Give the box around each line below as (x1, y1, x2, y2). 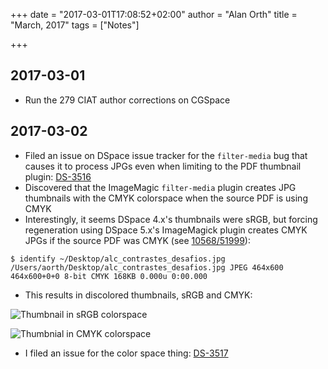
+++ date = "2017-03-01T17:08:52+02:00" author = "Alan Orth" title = (10, 9, 298, 20)
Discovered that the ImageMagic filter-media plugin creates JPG (24, 181, 297, 193)
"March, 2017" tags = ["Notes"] (10, 19, 140, 31)
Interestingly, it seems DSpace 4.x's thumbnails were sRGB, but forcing (24, 213, 318, 225)
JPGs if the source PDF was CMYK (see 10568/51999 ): (24, 234, 251, 246)
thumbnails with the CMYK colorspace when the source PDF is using (24, 192, 308, 204)
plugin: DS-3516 (24, 170, 92, 183)
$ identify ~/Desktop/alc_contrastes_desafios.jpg (10, 254, 226, 264)
